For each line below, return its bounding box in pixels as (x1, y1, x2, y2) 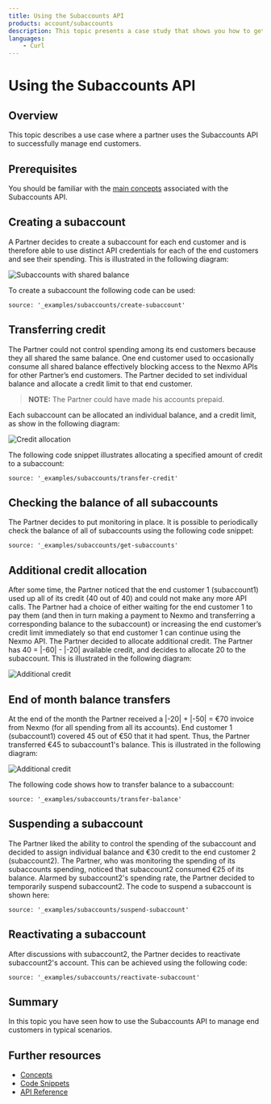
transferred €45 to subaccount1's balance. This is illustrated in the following (8, 740, 261, 749)
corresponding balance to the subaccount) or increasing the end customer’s (8, 619, 262, 629)
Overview (8, 108, 59, 122)
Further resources (8, 1048, 102, 1062)
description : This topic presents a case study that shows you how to (8, 27, 251, 35)
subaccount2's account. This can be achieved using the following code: (8, 958, 248, 968)
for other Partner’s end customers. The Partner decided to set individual (8, 370, 248, 380)
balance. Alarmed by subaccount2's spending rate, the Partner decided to (8, 873, 256, 883)
